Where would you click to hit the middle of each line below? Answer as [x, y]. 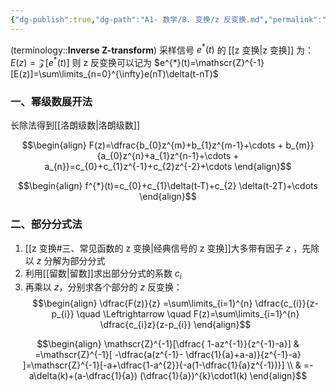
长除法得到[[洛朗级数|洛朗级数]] [75, 125]
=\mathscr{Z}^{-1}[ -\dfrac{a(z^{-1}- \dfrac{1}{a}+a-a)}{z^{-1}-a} [168, 355]
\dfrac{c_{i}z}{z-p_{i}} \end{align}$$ [175, 325]
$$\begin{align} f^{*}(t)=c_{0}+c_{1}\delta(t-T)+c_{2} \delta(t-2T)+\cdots [168, 186]
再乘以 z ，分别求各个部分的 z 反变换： [103, 287]
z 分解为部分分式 [71, 260]
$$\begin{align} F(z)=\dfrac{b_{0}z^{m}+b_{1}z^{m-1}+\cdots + [152, 145]
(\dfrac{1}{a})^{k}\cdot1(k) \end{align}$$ [223, 376]
